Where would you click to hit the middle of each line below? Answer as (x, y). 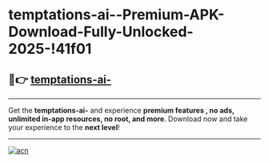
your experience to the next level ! (64, 127)
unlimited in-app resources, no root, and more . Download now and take (128, 119)
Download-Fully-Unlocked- (101, 32)
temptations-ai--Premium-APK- (116, 15)
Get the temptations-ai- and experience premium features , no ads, (121, 110)
